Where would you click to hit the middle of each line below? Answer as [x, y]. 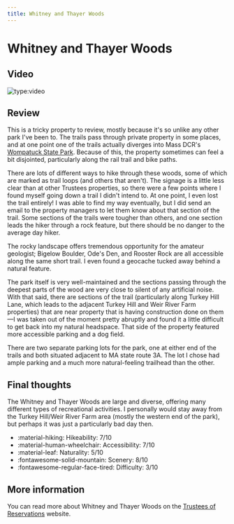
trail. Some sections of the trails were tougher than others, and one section [115, 218]
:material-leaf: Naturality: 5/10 [60, 453]
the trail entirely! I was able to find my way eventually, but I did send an [109, 203]
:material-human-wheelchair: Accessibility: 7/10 [86, 445]
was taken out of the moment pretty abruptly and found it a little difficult [120, 319]
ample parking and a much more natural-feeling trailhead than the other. [111, 363]
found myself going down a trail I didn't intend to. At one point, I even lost [113, 195]
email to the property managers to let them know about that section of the [114, 210]
